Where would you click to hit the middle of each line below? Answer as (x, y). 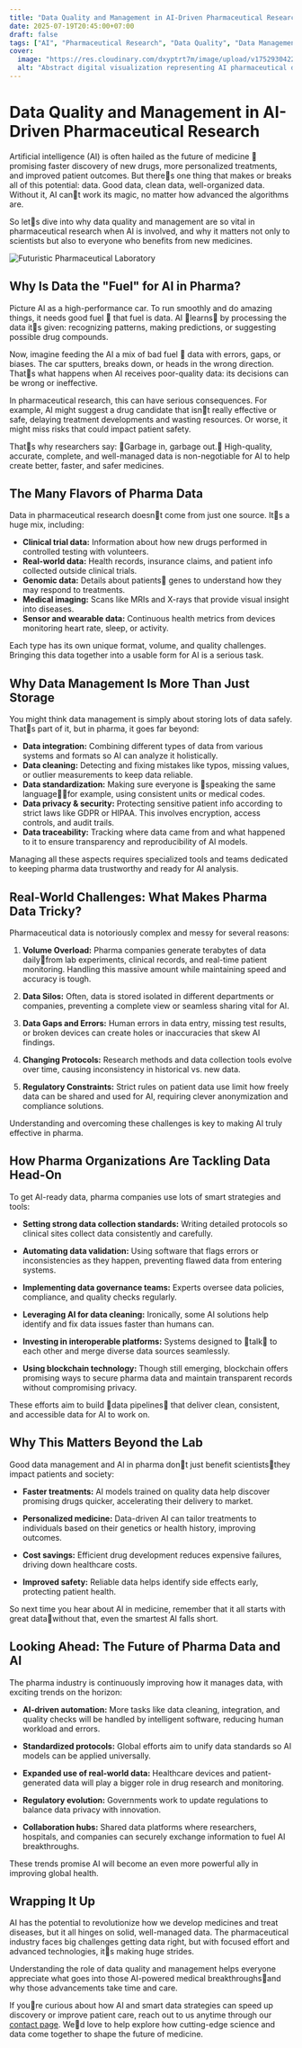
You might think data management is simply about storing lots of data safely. (151, 720)
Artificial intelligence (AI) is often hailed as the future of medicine (133, 156)
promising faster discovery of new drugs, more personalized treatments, (143, 165)
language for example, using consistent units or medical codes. (143, 794)
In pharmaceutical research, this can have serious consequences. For (138, 400)
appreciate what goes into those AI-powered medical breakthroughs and (145, 1979)
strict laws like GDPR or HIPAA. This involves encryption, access (141, 813)
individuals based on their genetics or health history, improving (139, 1528)
